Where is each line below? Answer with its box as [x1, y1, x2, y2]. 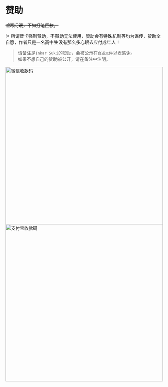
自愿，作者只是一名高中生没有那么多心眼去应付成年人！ [5, 39, 120, 45]
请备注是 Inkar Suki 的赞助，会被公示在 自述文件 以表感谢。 [17, 50, 135, 56]
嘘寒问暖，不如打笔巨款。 [5, 22, 59, 28]
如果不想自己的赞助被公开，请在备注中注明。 [17, 56, 111, 62]
